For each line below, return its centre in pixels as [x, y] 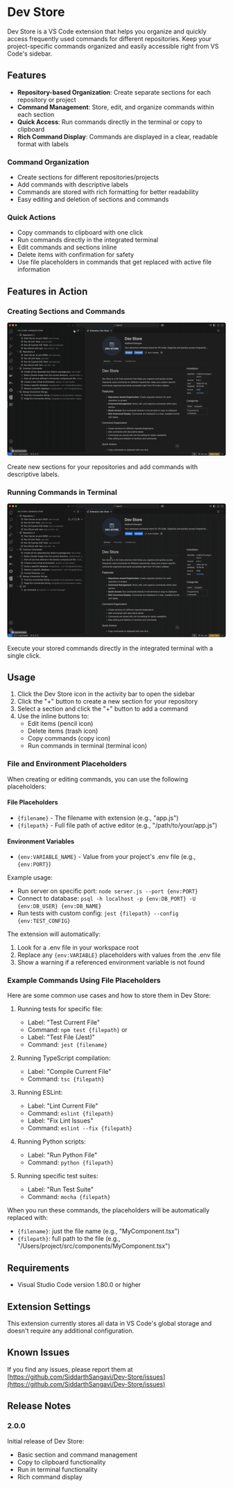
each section [36, 114]
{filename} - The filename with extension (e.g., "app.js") [98, 818]
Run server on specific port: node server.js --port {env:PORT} [108, 891]
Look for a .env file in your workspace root [78, 948]
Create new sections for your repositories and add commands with [103, 467]
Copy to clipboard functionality [61, 1462]
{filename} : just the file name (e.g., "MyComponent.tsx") [98, 1231]
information [34, 269]
